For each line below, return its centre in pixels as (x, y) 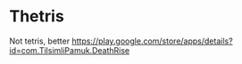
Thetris (37, 16)
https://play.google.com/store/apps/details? (152, 41)
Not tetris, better (39, 41)
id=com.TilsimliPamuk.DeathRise (70, 50)
